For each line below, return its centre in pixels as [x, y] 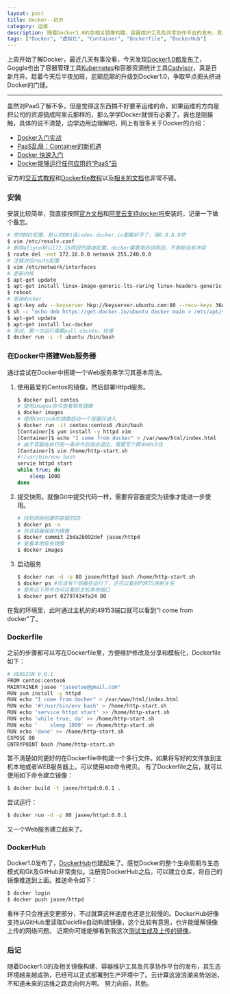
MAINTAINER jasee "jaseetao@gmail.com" [64, 687]
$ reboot [20, 293]
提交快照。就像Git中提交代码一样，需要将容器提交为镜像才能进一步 [111, 496]
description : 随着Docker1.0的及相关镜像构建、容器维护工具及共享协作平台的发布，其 [115, 33]
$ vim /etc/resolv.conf [41, 242]
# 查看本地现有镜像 [41, 544]
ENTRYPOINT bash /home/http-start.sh [61, 744]
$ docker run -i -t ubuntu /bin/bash [61, 337]
